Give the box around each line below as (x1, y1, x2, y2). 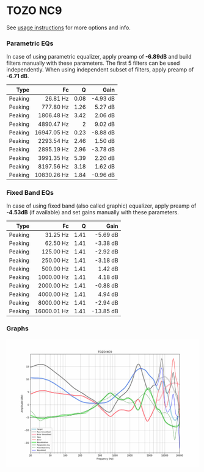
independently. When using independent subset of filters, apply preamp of (6, 66, 194, 73)
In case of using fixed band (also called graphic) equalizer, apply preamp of (6, 202, 197, 209)
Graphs (6, 324, 29, 333)
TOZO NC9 (6, 4, 62, 18)
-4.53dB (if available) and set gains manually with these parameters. (6, 209, 179, 216)
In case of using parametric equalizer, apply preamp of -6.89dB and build (6, 53, 192, 60)
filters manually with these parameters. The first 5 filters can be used (6, 59, 180, 67)
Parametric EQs (6, 39, 54, 48)
